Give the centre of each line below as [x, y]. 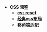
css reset [27, 13]
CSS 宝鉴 [19, 7]
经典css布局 [29, 18]
